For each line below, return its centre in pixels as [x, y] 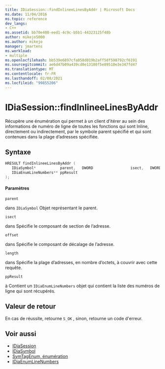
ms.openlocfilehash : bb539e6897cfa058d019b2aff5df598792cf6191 [71, 60]
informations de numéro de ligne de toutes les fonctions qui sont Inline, [77, 126]
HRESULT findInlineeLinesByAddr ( [41, 164]
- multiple [16, 55]
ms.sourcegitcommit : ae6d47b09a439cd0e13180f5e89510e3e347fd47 [71, 65]
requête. [14, 268]
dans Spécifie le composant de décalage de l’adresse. [60, 244]
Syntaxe [18, 152]
